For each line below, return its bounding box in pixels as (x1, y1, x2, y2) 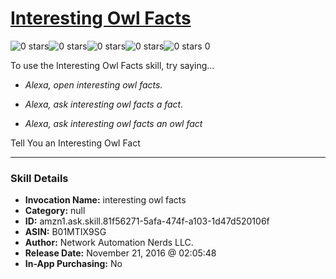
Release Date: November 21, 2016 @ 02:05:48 (24, 247, 217, 259)
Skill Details (10, 171, 69, 185)
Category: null (24, 205, 86, 217)
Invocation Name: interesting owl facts (24, 194, 187, 206)
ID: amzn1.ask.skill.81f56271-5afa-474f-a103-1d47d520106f (24, 215, 270, 227)
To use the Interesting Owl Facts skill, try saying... (10, 59, 215, 71)
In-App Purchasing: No (24, 258, 123, 270)
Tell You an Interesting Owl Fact (10, 137, 141, 149)
